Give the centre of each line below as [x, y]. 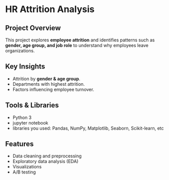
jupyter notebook [30, 123]
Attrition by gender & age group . [46, 79]
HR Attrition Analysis [50, 9]
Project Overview [33, 28]
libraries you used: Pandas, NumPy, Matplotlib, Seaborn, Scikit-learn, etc [88, 128]
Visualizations [27, 167]
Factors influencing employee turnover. [53, 89]
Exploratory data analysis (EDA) [45, 161]
